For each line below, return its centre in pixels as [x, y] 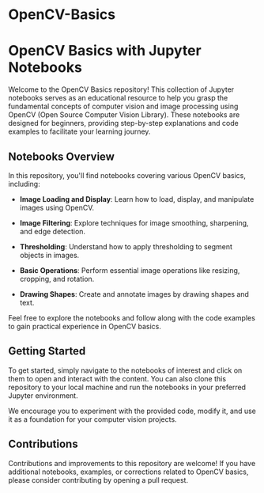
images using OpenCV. [57, 207]
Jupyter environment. [43, 395]
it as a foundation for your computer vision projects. [92, 419]
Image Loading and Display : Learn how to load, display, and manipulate [137, 199]
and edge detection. [52, 231]
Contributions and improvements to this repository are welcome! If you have [132, 463]
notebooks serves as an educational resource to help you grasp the [118, 98]
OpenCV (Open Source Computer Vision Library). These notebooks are [124, 115]
